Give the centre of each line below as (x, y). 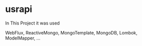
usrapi (19, 9)
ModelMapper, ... (23, 38)
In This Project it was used (33, 23)
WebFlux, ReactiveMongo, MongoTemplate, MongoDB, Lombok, (72, 32)
